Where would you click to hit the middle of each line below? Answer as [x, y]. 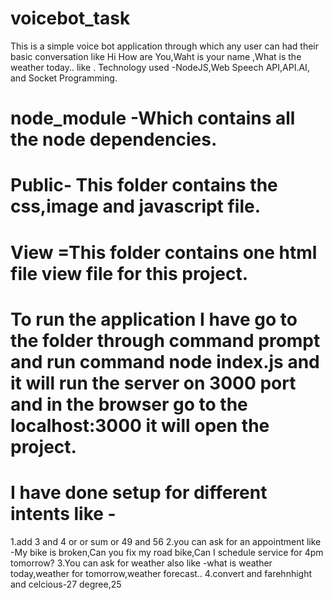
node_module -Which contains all [153, 118]
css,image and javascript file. [136, 206]
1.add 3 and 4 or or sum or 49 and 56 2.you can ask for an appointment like [166, 541]
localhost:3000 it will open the [140, 425]
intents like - [63, 513]
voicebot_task [70, 18]
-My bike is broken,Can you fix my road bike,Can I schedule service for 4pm [167, 552]
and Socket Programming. [64, 78]
